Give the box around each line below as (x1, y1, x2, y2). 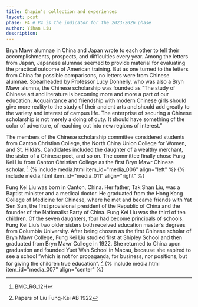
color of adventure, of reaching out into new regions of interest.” (6, 122, 163, 129)
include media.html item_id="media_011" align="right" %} (6, 172, 145, 179)
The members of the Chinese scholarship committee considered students (6, 133, 185, 141)
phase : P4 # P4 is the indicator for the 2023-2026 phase (6, 19, 151, 25)
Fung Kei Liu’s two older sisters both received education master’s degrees (6, 221, 186, 228)
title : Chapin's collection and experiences (6, 8, 117, 15)
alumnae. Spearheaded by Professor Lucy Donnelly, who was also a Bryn (6, 78, 184, 86)
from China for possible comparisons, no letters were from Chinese (6, 72, 170, 79)
